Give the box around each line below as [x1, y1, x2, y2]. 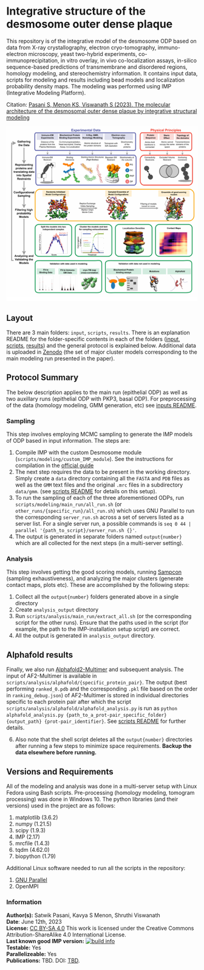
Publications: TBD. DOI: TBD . [6, 957, 80, 965]
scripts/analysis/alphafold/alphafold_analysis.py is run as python [6, 705, 178, 712]
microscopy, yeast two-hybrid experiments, [28, 50, 138, 57]
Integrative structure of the [6, 4, 146, 18]
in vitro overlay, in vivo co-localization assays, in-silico [60, 57, 197, 64]
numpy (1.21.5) [15, 820, 52, 828]
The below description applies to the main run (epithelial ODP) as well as [6, 388, 188, 396]
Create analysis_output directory [15, 606, 99, 613]
